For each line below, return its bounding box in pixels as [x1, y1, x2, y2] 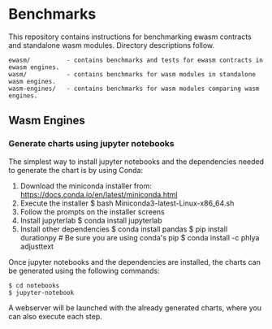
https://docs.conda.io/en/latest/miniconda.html [19, 189, 178, 199]
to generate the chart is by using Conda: [8, 165, 144, 175]
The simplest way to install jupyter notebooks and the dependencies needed [8, 156, 265, 167]
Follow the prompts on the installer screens [19, 206, 165, 216]
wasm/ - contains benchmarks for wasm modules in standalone [8, 70, 256, 78]
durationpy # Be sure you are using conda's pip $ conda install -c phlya [19, 232, 260, 242]
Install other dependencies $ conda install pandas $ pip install [19, 224, 228, 234]
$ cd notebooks [8, 281, 60, 289]
